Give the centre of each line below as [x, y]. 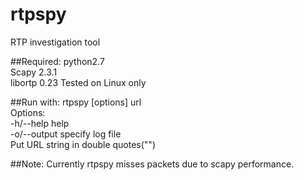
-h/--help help [40, 123]
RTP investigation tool [55, 42]
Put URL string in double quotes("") [83, 144]
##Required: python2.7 [57, 61]
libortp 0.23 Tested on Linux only [78, 82]
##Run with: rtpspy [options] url [76, 102]
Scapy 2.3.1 [34, 72]
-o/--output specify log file [66, 134]
